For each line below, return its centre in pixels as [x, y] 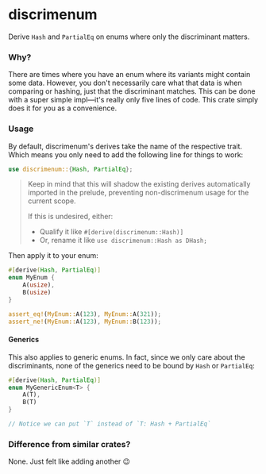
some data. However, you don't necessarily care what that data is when [125, 83]
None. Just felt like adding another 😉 [69, 461]
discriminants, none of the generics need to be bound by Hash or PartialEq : [132, 365]
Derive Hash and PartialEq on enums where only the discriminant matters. [129, 37]
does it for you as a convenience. [63, 108]
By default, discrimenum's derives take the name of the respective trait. [125, 146]
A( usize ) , [39, 285]
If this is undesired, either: [70, 217]
